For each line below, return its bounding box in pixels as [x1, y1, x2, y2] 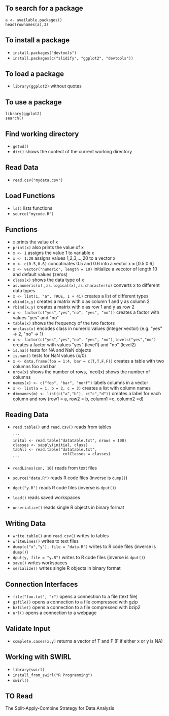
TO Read [5, 692, 33, 700]
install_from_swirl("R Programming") [12, 672, 93, 678]
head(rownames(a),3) [5, 22, 49, 27]
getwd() [12, 144, 29, 149]
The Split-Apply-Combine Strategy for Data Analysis [5, 705, 115, 711]
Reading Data [5, 410, 49, 419]
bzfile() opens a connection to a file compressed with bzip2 [12, 604, 141, 610]
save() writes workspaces [12, 560, 67, 566]
